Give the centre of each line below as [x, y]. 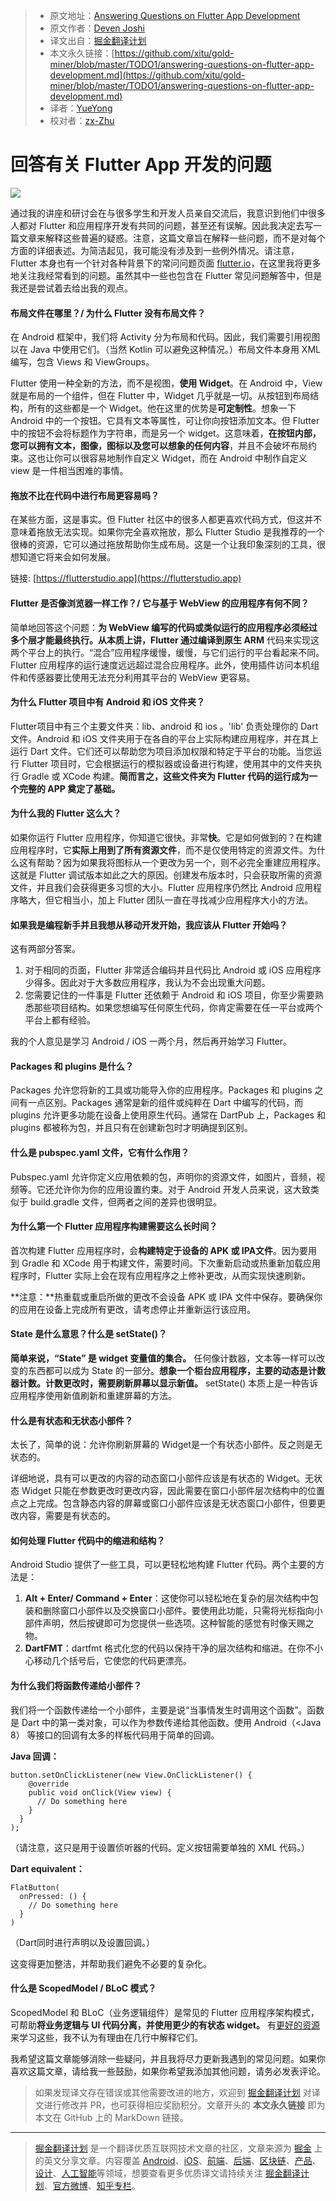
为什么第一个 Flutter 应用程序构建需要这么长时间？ [114, 1226]
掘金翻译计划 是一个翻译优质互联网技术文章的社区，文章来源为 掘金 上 [178, 2148]
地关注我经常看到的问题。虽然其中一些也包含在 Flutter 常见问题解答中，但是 [166, 275]
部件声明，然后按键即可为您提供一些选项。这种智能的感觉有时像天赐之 [169, 1623]
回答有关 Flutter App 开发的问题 [141, 165]
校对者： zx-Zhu [82, 120]
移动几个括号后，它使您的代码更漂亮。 [112, 1661]
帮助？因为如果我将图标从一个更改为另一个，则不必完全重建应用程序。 [181, 862]
